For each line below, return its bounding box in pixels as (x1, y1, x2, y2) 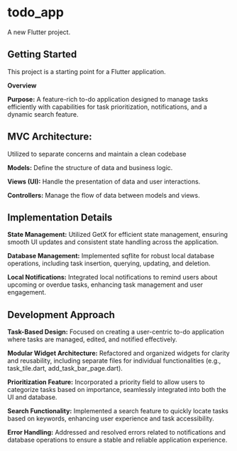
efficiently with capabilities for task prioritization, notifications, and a (7, 102, 207, 111)
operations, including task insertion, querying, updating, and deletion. (7, 259, 211, 267)
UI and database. (7, 393, 57, 402)
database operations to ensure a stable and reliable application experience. (7, 435, 228, 445)
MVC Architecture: (7, 131, 92, 143)
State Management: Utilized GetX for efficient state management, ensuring (7, 230, 228, 239)
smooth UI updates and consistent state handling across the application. (7, 238, 219, 246)
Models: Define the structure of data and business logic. (7, 163, 173, 171)
